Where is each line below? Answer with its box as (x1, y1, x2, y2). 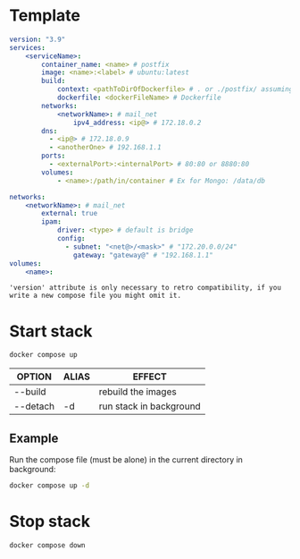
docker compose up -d (9, 481, 90, 490)
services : (9, 43, 46, 52)
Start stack (9, 321, 93, 341)
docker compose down (9, 540, 87, 550)
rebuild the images (98, 385, 177, 398)
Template (9, 5, 80, 26)
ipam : (41, 217, 62, 226)
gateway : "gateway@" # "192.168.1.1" (72, 250, 214, 259)
